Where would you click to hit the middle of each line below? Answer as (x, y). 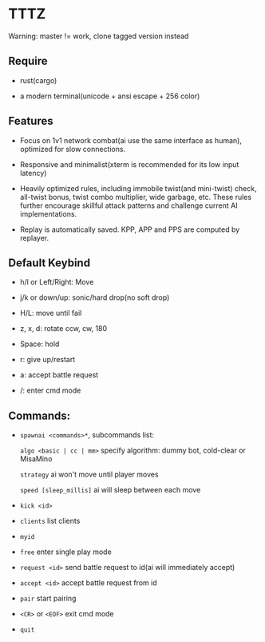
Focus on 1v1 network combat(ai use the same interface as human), (131, 140)
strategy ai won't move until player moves (89, 475)
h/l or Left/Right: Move (57, 282)
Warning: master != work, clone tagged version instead (99, 36)
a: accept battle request (59, 375)
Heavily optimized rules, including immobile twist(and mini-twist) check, (138, 188)
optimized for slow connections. (73, 149)
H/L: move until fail (51, 313)
